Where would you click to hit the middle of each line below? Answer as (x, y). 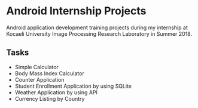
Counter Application (39, 79)
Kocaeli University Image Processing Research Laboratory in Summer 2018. (99, 33)
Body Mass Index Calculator (50, 73)
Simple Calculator (36, 67)
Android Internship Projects (76, 11)
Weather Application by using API (56, 92)
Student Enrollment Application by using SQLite (73, 86)
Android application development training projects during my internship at (97, 27)
